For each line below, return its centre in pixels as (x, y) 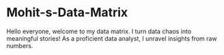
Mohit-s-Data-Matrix (67, 13)
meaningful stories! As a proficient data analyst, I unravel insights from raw (112, 38)
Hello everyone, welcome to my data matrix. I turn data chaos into (99, 31)
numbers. (20, 45)
